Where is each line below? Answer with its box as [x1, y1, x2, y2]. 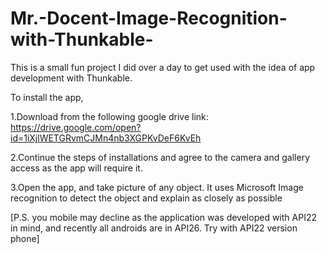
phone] [10, 232, 40, 244]
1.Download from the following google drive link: [10, 110, 209, 122]
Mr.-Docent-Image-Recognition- [10, 7, 288, 30]
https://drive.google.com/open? [10, 121, 142, 133]
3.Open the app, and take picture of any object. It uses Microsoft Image [10, 181, 304, 193]
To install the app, [10, 91, 84, 103]
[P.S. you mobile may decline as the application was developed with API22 [10, 211, 317, 223]
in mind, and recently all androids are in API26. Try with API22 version [10, 222, 298, 234]
